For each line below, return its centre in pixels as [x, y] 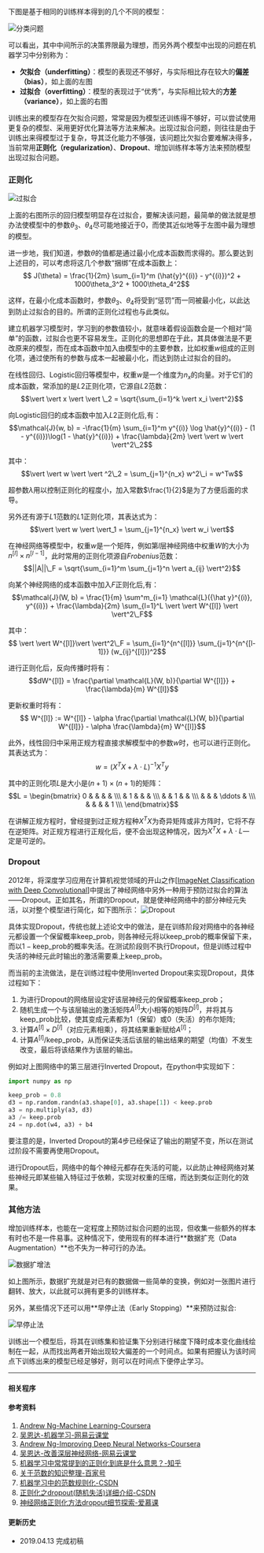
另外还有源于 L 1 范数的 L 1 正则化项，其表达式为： [84, 516]
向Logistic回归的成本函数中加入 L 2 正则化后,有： [84, 415]
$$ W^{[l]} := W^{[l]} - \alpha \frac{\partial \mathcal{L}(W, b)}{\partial [132, 718]
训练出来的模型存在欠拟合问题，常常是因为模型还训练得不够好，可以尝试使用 [132, 118]
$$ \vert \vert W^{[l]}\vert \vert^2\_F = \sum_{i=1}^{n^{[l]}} [102, 643]
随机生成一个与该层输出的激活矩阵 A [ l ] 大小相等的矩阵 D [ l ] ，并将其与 [126, 1009]
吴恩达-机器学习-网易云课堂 [64, 1435]
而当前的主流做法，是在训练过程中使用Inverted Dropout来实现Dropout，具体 [131, 973]
